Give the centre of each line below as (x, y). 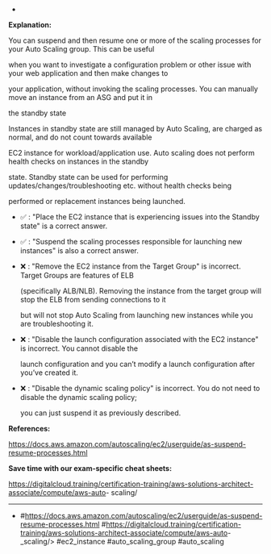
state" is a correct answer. (63, 226)
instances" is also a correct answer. (79, 250)
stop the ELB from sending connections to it (93, 300)
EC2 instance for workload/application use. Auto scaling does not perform (132, 153)
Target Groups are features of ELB (77, 275)
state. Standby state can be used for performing (88, 177)
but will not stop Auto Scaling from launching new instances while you (136, 315)
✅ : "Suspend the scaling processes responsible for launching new (131, 242)
